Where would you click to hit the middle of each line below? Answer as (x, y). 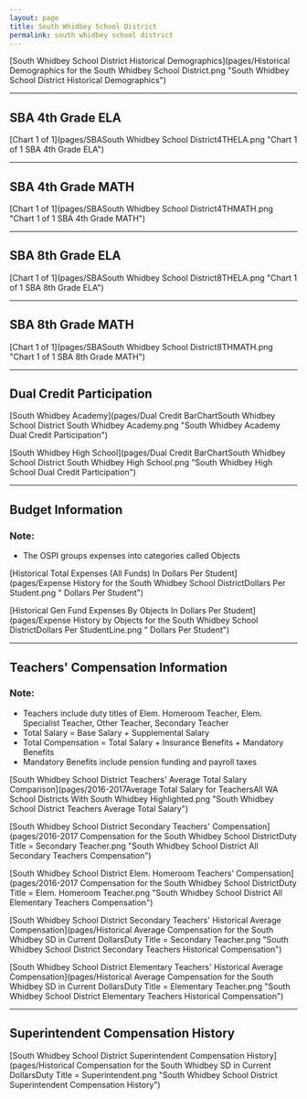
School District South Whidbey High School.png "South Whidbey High (141, 463)
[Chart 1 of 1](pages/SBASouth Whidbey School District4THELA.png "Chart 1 (153, 140)
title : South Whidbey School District (83, 27)
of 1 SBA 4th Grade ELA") (57, 149)
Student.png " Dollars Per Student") (77, 593)
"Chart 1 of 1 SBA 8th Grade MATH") (78, 357)
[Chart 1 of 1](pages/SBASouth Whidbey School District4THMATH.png (142, 208)
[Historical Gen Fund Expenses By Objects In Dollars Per (116, 611)
